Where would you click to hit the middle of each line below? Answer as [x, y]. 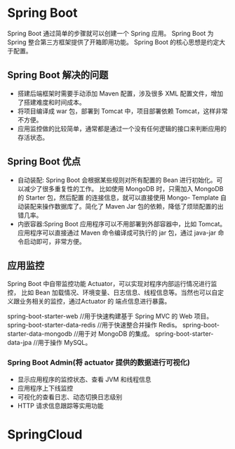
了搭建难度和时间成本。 [51, 102]
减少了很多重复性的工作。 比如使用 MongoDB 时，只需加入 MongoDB [123, 188]
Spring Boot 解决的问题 [58, 75]
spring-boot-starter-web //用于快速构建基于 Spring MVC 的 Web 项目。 [110, 316]
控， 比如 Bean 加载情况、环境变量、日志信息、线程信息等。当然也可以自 [113, 292]
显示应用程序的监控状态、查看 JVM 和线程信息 [84, 379]
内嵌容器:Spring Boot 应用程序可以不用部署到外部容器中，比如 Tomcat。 [122, 223]
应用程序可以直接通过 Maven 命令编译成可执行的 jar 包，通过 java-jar [117, 233]
